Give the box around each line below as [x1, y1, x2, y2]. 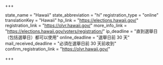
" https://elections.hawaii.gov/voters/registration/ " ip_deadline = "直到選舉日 [5, 28, 158, 34]
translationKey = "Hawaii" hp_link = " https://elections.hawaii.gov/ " [5, 18, 139, 23]
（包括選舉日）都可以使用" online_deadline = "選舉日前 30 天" [5, 35, 130, 40]
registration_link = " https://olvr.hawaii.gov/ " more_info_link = [5, 22, 127, 28]
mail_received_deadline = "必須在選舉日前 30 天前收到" [5, 41, 116, 46]
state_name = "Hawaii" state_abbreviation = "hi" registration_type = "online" [5, 12, 159, 18]
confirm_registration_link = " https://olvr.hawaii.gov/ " [5, 46, 111, 52]
